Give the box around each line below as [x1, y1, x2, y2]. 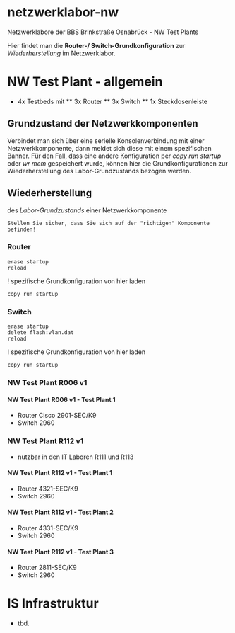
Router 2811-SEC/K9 [17, 564, 77, 572]
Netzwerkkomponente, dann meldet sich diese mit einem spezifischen [7, 144, 212, 152]
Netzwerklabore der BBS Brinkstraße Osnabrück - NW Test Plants [7, 28, 199, 36]
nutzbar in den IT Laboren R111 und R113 [17, 452, 134, 461]
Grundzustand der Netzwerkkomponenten [7, 118, 199, 130]
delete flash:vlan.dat [7, 329, 74, 336]
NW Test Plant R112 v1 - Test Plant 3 [7, 547, 114, 556]
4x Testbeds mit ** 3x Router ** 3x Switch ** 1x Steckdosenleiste [17, 97, 208, 105]
